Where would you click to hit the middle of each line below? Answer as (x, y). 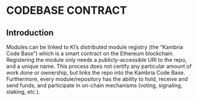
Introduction (30, 33)
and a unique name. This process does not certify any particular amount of (99, 66)
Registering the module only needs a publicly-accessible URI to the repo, (97, 60)
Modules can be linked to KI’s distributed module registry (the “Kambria (95, 47)
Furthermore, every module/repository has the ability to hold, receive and (97, 79)
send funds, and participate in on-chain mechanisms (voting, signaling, (94, 85)
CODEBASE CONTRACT (67, 11)
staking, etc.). (23, 92)
